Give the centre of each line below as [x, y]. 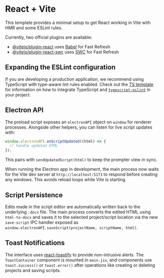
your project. [18, 94]
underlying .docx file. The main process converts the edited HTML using [78, 212]
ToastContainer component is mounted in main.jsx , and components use [79, 260]
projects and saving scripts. [33, 270]
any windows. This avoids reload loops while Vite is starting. [66, 180]
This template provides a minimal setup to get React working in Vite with [78, 23]
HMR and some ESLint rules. [34, 27]
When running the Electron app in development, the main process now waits [82, 169]
